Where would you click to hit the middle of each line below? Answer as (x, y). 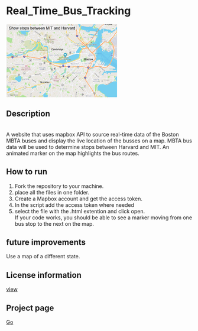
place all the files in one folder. (52, 192)
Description (28, 114)
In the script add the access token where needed (74, 205)
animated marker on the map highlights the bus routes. (73, 153)
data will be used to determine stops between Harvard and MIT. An (88, 147)
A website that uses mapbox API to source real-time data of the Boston (92, 134)
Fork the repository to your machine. (59, 186)
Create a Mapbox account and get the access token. (79, 199)
